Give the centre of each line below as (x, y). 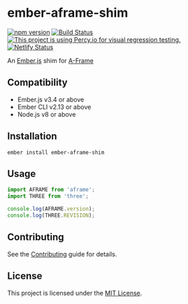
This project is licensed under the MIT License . (75, 293)
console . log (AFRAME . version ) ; (51, 209)
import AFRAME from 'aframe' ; (51, 190)
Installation (32, 137)
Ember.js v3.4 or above (51, 99)
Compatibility (37, 83)
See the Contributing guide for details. (62, 254)
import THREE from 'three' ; (48, 196)
